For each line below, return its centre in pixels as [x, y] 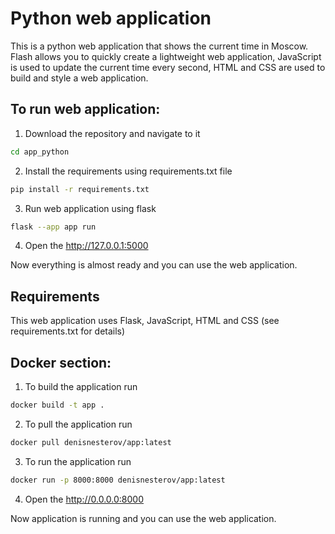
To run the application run [78, 461]
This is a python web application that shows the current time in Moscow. [159, 46]
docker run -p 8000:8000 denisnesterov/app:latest [118, 480]
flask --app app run [53, 227]
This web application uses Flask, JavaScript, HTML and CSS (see [145, 321]
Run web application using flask [90, 208]
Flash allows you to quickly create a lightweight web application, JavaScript [166, 56]
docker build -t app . [57, 405]
